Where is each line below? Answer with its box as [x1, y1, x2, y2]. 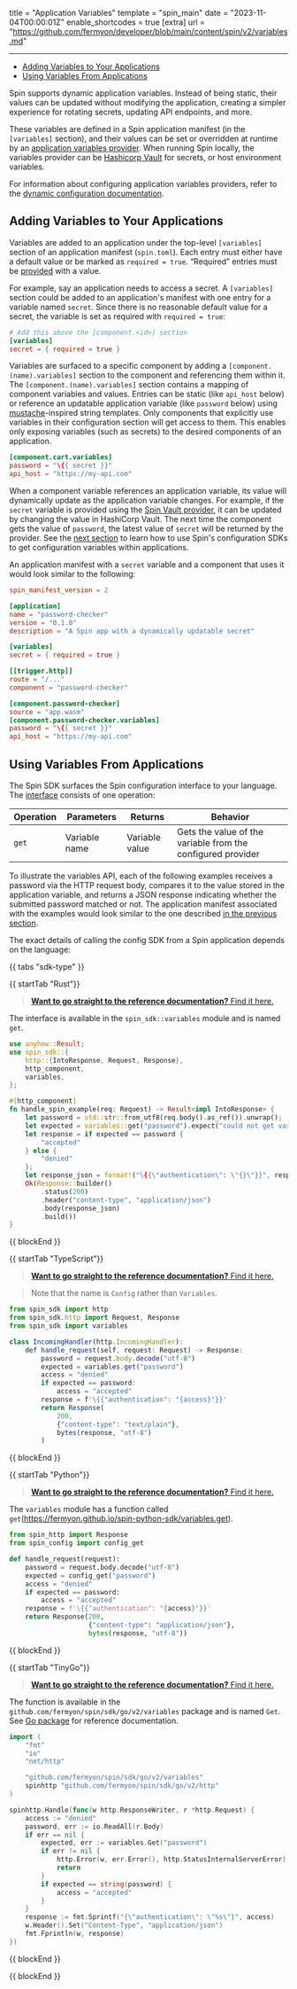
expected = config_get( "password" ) [25, 1571, 156, 1580]
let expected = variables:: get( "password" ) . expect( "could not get [25, 1121, 275, 1130]
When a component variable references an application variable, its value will [9, 486, 287, 496]
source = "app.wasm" [9, 707, 86, 716]
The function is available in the [9, 1696, 121, 1707]
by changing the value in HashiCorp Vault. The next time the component [9, 514, 272, 525]
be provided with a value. [9, 265, 102, 276]
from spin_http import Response [9, 1531, 128, 1540]
